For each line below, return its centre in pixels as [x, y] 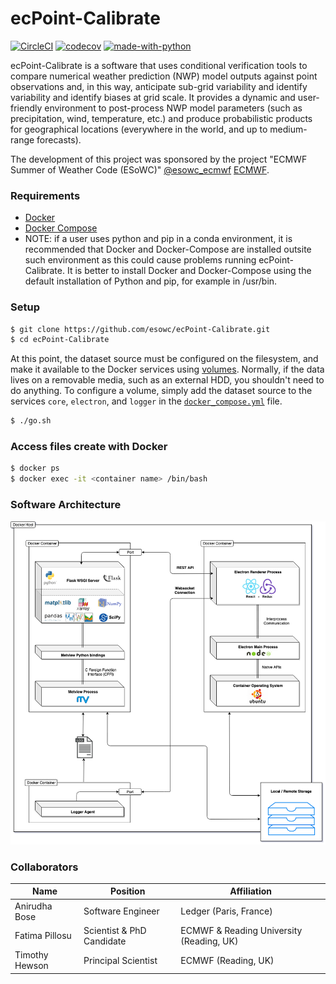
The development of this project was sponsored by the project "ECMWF [159, 159]
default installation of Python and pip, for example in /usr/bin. [151, 281]
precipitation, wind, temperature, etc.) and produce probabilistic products [161, 118]
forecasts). [59, 139]
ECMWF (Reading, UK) [227, 960]
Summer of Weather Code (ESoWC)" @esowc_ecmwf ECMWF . [140, 169]
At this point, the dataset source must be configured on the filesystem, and [164, 359]
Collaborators [44, 867]
